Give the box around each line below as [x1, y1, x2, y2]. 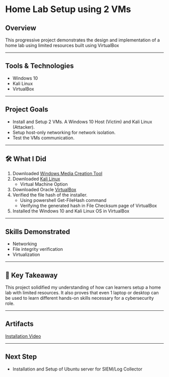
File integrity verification [12, 246, 63, 252]
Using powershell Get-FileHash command [20, 197, 107, 203]
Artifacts [5, 319, 34, 329]
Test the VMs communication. [12, 135, 74, 141]
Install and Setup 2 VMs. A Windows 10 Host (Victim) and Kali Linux [12, 119, 152, 125]
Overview [5, 24, 37, 32]
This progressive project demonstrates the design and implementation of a [5, 37, 160, 43]
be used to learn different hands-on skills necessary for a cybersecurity [5, 295, 154, 301]
